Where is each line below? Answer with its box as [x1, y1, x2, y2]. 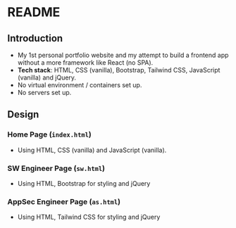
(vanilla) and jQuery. [17, 73, 76, 82]
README [7, 4, 61, 20]
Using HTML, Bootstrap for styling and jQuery [17, 179, 151, 187]
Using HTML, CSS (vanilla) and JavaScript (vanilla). [17, 146, 167, 154]
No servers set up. [17, 89, 72, 96]
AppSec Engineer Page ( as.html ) [7, 196, 121, 206]
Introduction [7, 32, 63, 44]
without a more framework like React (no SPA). [17, 58, 154, 67]
